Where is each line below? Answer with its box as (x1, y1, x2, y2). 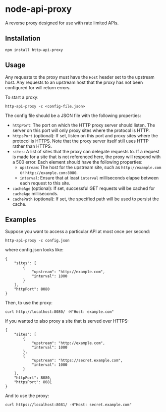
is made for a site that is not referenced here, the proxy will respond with (12, 154, 161, 160)
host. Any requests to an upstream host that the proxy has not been (5, 79, 143, 85)
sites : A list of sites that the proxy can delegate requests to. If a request (12, 148, 160, 154)
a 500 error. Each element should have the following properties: (12, 159, 143, 165)
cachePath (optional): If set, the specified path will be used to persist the (12, 196, 160, 202)
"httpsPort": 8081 (14, 380, 52, 385)
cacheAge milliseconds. (12, 190, 58, 196)
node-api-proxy (5, 3, 72, 15)
